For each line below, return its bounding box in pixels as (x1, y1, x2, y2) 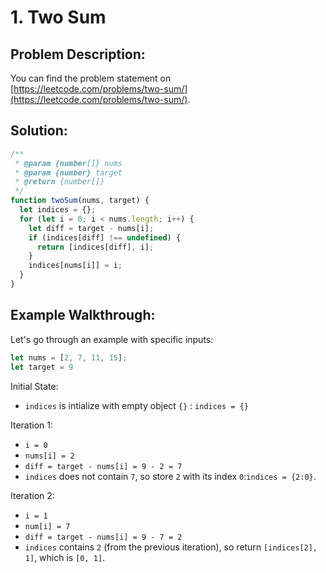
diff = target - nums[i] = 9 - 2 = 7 (24, 461, 183, 471)
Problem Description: (10, 46, 146, 63)
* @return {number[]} (14, 177, 105, 187)
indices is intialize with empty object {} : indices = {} (24, 399, 249, 411)
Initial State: (10, 380, 59, 392)
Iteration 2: (10, 489, 55, 501)
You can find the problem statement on (10, 72, 172, 84)
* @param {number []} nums (14, 158, 123, 168)
